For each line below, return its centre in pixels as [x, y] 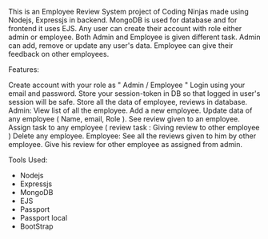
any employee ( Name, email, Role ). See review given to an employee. [124, 119]
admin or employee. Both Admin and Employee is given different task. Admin [134, 37]
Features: [24, 70]
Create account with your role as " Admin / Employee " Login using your [127, 85]
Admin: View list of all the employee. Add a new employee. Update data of [130, 110]
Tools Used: [28, 160]
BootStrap [36, 226]
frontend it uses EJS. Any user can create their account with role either [125, 28]
